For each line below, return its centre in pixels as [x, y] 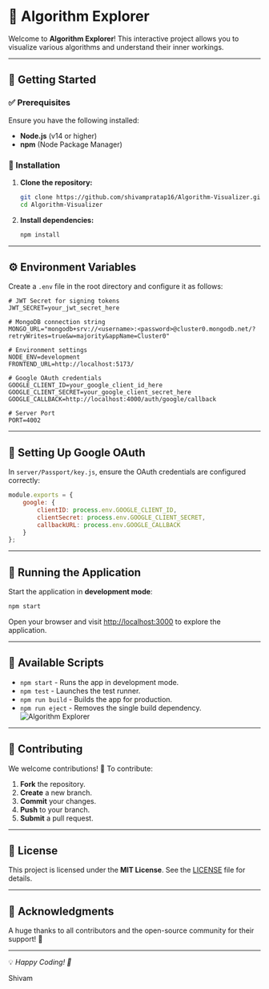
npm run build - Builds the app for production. [96, 699]
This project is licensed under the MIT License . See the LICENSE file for [127, 870]
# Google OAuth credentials [55, 379]
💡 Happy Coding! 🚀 [40, 963]
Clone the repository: [56, 182]
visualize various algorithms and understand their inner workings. [116, 47]
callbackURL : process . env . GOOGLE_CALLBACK [109, 525]
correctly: [24, 480]
